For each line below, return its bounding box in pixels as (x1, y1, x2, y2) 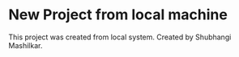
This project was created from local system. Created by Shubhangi (8, 32, 232, 42)
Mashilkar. (8, 40, 43, 50)
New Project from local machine (8, 6, 228, 24)
